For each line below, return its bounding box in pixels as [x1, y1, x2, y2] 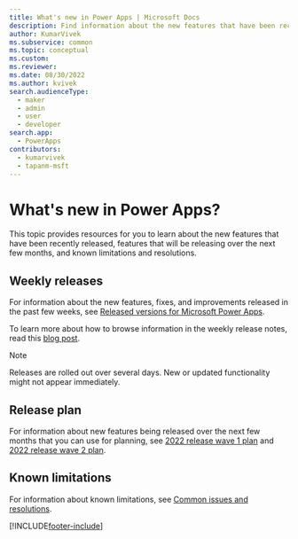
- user [17, 112, 42, 121]
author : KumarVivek [9, 29, 82, 38]
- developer [17, 121, 62, 129]
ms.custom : [9, 54, 50, 63]
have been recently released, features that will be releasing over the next [9, 238, 276, 249]
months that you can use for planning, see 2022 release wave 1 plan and [9, 435, 274, 446]
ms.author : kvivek [9, 79, 77, 88]
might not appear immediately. [9, 377, 121, 387]
